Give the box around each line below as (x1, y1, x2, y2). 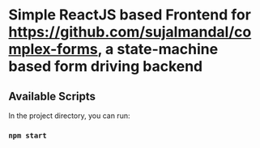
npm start (8, 131, 47, 140)
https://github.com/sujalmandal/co (8, 23, 252, 41)
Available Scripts (8, 89, 96, 103)
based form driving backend (8, 57, 203, 76)
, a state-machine (97, 40, 219, 58)
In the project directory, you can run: (8, 111, 130, 121)
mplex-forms (8, 40, 99, 58)
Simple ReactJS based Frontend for (8, 6, 251, 24)
